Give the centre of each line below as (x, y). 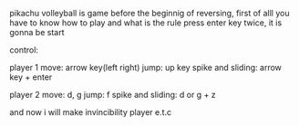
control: (24, 50)
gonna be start (37, 32)
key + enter (31, 77)
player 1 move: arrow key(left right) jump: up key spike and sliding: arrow (146, 68)
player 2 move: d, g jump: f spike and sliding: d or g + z (113, 95)
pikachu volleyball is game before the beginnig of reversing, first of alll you (149, 13)
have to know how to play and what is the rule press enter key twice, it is (146, 23)
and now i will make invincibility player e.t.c (91, 112)
